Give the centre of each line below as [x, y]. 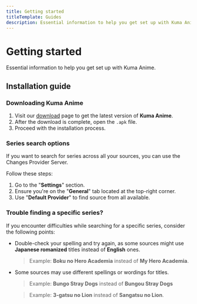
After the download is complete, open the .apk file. [76, 122]
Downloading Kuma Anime [45, 103]
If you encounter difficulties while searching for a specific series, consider [96, 225]
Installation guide [39, 86]
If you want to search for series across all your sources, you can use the [93, 156]
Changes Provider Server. [37, 163]
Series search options [38, 143]
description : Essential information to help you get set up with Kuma [94, 22]
